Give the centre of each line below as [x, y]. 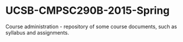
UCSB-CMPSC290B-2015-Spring [88, 11]
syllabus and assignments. [37, 32]
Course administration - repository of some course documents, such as [91, 26]
